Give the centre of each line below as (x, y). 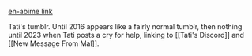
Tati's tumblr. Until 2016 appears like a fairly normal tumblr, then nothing (125, 26)
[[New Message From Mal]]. (54, 43)
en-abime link (30, 11)
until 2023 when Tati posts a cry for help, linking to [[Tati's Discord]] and (126, 35)
